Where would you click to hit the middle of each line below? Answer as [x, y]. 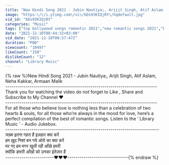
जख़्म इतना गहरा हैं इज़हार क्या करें [32, 135]
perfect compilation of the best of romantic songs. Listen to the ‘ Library [80, 119]
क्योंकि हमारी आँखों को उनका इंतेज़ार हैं [36, 152]
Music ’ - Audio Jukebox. [31, 124]
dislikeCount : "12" [26, 57]
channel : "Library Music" [32, 62]
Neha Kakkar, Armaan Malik [34, 81]
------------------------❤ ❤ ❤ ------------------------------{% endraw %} [82, 157]
